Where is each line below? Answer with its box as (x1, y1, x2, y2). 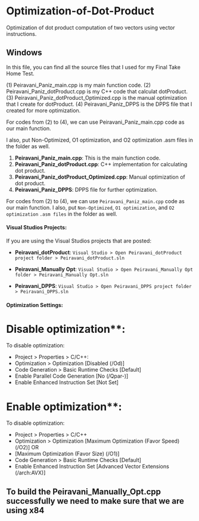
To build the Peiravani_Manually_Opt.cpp (6, 486, 161, 497)
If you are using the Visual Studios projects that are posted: (6, 237, 152, 244)
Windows (6, 48, 42, 58)
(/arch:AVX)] (14, 469, 46, 476)
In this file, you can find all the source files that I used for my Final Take (6, 63, 181, 71)
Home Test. (6, 70, 35, 77)
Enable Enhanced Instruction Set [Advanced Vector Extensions (14, 463, 170, 470)
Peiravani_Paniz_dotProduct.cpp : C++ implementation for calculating (14, 160, 188, 168)
